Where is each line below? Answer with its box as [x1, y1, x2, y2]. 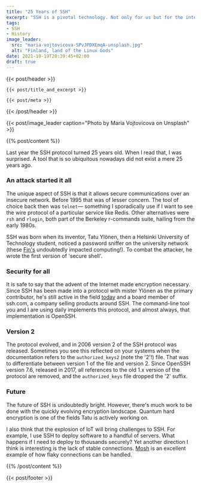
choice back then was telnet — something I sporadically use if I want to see [6, 203, 193, 210]
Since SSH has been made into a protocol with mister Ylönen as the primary [6, 287, 193, 295]
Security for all [6, 267, 50, 275]
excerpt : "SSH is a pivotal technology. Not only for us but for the [6, 14, 184, 20]
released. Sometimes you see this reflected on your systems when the [6, 347, 179, 354]
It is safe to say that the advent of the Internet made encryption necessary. [6, 281, 190, 288]
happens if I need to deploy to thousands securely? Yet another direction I [6, 438, 188, 445]
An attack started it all [6, 176, 72, 185]
